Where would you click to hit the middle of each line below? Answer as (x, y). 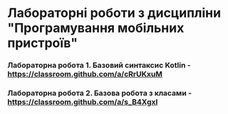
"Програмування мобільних (96, 28)
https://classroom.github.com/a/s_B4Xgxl (83, 102)
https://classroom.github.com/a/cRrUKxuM (85, 74)
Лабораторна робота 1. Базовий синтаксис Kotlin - (99, 65)
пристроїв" (43, 43)
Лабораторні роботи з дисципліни (114, 13)
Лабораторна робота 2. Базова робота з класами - (100, 93)
